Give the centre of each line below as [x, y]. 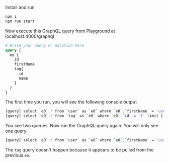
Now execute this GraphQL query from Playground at [60, 31]
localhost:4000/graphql [30, 36]
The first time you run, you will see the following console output [71, 102]
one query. [16, 131]
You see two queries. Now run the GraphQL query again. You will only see [82, 126]
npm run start [20, 21]
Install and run [20, 7]
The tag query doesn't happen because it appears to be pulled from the [80, 150]
